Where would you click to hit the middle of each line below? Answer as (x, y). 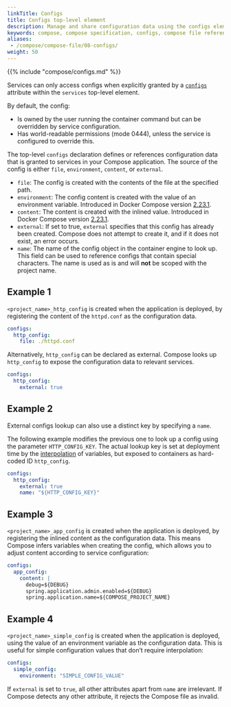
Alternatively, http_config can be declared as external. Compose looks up (112, 355)
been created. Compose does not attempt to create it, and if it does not (118, 233)
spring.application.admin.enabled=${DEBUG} (89, 591)
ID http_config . (48, 461)
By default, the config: (38, 106)
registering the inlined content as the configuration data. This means (104, 538)
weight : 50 (23, 52)
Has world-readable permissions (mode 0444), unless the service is (114, 133)
